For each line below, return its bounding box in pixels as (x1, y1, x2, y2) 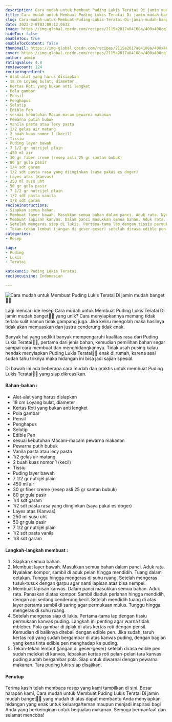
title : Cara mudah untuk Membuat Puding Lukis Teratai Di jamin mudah (5, 12, 159, 17)
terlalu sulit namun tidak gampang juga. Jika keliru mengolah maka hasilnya (5, 318, 165, 324)
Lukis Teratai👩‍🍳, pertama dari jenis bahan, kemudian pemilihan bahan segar (5, 339, 165, 345)
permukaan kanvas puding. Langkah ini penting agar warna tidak (12, 618, 150, 625)
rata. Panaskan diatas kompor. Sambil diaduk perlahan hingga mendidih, (12, 591, 165, 597)
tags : (5, 245, 17, 250)
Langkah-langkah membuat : (5, 547, 68, 553)
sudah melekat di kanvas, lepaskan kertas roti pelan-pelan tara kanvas (12, 651, 162, 657)
